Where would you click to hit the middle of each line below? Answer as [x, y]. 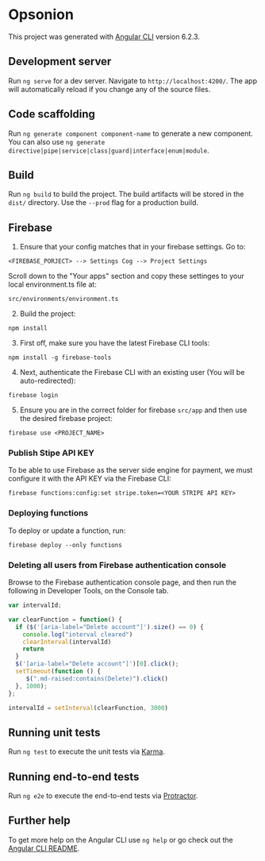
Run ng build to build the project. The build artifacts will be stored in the [126, 194]
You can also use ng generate [57, 141]
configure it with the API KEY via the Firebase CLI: [90, 479]
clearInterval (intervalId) [67, 642]
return [33, 649]
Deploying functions [48, 513]
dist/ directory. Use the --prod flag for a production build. [103, 203]
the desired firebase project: [66, 419]
